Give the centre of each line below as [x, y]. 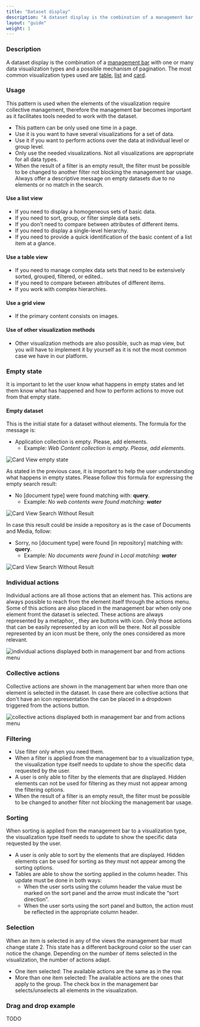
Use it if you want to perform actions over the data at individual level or [102, 140]
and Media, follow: [29, 531]
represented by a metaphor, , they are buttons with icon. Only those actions [99, 621]
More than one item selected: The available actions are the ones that [99, 977]
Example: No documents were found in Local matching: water [100, 556]
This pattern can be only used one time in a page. [76, 127]
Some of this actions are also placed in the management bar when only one [99, 608]
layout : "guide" [26, 23]
